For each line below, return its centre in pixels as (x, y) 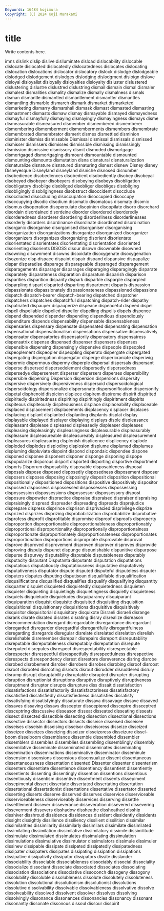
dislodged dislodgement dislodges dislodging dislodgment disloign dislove (80, 77)
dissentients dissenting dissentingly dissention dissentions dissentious (76, 774)
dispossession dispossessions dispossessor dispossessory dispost (73, 493)
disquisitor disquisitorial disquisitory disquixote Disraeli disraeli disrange (77, 613)
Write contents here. (26, 52)
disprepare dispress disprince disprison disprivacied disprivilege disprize (79, 508)
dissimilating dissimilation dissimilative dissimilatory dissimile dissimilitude (79, 831)
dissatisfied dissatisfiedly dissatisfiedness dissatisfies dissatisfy (70, 696)
